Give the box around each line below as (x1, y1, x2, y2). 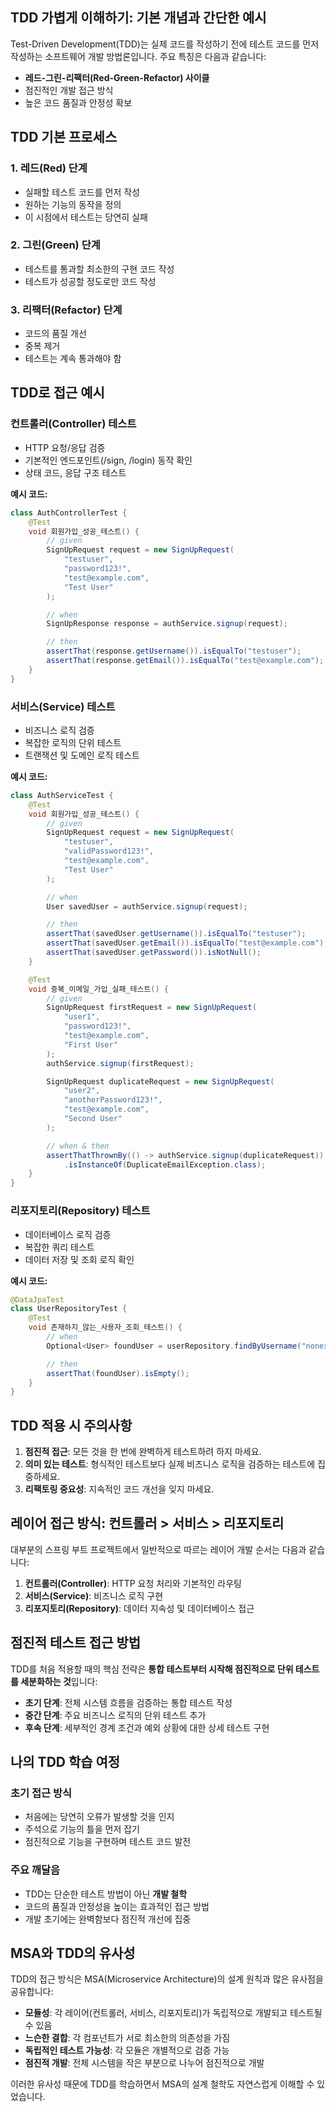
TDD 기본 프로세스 (10, 129, 118, 146)
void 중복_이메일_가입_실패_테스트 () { (28, 984, 170, 994)
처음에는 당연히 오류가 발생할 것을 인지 (24, 1811, 175, 1823)
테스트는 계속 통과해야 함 (24, 353, 122, 365)
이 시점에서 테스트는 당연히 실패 (24, 211, 148, 223)
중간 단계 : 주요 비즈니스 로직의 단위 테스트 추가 (24, 1709, 207, 1721)
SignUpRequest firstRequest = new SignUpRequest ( (46, 1003, 257, 1013)
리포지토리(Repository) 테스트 (10, 1204, 151, 1218)
